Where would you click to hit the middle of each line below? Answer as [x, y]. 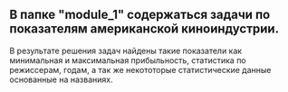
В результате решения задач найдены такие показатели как [126, 51]
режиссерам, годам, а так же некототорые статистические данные [140, 69]
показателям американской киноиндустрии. [144, 29]
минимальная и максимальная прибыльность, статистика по [128, 60]
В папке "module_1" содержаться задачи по [140, 15]
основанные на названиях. [61, 79]
